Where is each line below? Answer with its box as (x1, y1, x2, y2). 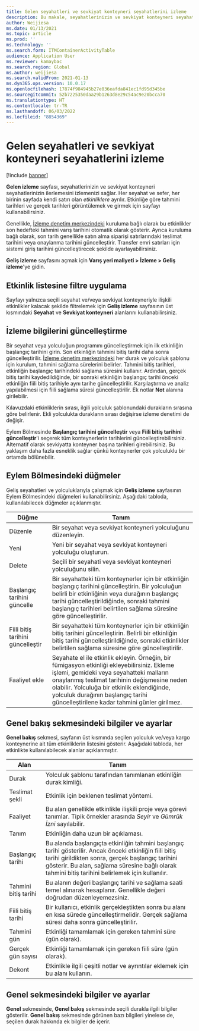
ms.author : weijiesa (6, 70, 57, 76)
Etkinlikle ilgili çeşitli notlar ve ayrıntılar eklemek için (45, 962, 189, 970)
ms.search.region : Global (6, 64, 70, 70)
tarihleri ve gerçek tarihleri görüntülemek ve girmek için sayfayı (6, 202, 161, 209)
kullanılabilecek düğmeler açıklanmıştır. (6, 499, 102, 506)
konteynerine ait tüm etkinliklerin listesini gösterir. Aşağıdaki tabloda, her (6, 740, 183, 747)
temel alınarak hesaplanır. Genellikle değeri (45, 886, 165, 894)
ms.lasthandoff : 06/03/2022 (6, 108, 76, 114)
